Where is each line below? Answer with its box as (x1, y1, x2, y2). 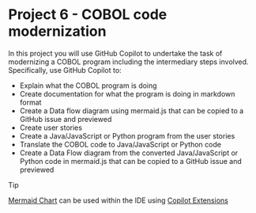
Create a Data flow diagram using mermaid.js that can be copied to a (19, 105, 244, 116)
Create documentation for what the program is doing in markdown (19, 89, 235, 98)
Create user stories (19, 123, 83, 132)
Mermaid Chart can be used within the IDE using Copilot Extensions (8, 196, 229, 205)
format (19, 97, 42, 107)
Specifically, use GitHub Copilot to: (8, 65, 122, 74)
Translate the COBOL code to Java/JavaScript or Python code (19, 139, 221, 149)
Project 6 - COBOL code (8, 6, 168, 24)
